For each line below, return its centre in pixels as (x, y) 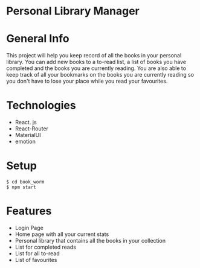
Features (29, 211)
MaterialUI (28, 135)
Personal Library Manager (73, 11)
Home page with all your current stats (62, 234)
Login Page (29, 228)
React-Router (31, 129)
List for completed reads (46, 247)
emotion (25, 142)
